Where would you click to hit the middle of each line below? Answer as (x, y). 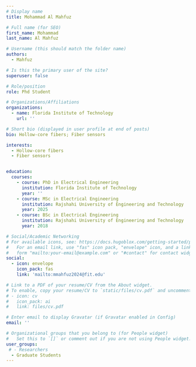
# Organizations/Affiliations (43, 102)
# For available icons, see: (41, 242)
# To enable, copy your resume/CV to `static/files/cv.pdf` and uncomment (99, 290)
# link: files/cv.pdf (35, 307)
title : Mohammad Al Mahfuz (39, 17)
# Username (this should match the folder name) (66, 49)
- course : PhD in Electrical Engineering (67, 182)
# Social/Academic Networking (43, 236)
